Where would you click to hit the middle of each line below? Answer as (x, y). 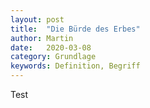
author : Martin (42, 38)
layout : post (37, 19)
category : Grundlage (53, 57)
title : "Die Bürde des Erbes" (75, 29)
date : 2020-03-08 (51, 47)
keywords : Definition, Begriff (75, 66)
